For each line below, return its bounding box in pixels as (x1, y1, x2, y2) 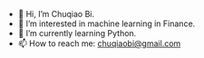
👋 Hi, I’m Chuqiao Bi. (17, 9, 95, 19)
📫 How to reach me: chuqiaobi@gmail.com (17, 38, 181, 49)
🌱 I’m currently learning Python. (17, 28, 137, 38)
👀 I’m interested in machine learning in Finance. (17, 18, 196, 29)
